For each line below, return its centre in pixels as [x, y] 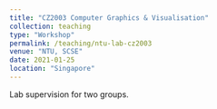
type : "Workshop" [42, 35]
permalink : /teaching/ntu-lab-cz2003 [81, 43]
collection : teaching [50, 26]
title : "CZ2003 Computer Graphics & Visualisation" [109, 18]
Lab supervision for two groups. [69, 94]
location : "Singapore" [52, 69]
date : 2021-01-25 [42, 60]
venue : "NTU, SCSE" [46, 52]
